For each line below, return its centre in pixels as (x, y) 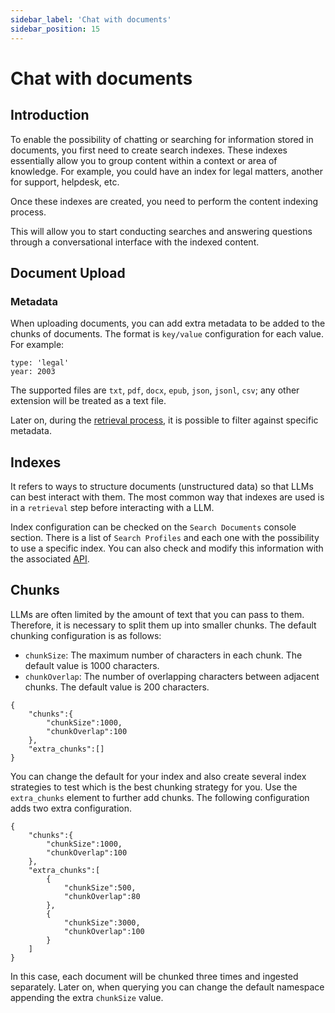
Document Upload (68, 272)
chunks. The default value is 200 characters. (117, 687)
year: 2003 (33, 372)
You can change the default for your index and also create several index (158, 776)
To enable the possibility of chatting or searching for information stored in (162, 139)
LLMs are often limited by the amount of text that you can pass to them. (157, 614)
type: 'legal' (40, 363)
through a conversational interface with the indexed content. (135, 242)
